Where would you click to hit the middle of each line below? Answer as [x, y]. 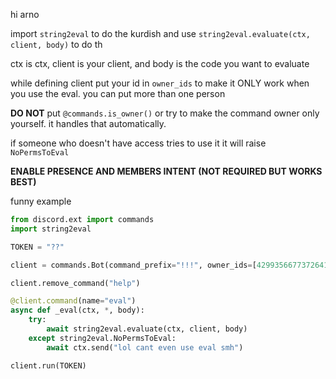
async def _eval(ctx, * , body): [77, 310]
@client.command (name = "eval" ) [73, 301]
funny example [41, 201]
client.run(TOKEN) [48, 365]
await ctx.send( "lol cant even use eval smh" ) [145, 347]
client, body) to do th [56, 44]
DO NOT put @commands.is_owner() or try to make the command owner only [165, 113]
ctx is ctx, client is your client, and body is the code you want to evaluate [160, 63]
